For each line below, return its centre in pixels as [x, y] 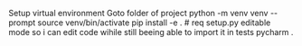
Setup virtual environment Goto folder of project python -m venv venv [138, 13]
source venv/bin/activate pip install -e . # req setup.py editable [154, 23]
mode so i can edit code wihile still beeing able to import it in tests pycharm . [151, 32]
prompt [22, 23]
